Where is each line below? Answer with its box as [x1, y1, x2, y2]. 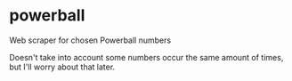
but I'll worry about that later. [9, 61, 116, 72]
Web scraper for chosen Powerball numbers [9, 35, 172, 45]
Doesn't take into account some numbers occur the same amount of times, [9, 52, 284, 62]
